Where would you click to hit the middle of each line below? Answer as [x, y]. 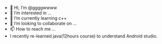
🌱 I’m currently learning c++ [38, 18]
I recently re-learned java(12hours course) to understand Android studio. [84, 36]
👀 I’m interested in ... [31, 13]
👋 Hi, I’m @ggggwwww [33, 8]
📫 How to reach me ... [33, 29]
